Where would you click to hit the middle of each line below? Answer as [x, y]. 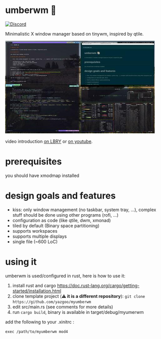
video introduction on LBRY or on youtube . [49, 141]
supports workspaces [35, 231]
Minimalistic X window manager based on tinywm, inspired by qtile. [74, 34]
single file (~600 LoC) [35, 241]
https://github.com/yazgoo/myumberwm [52, 302]
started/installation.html [37, 291]
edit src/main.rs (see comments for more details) [63, 307]
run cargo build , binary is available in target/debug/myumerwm [78, 312]
